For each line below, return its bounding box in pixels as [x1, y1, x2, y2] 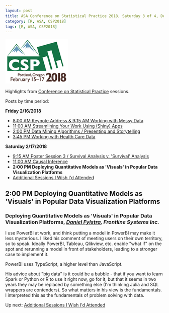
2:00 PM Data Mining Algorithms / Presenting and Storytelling [12, 128, 141, 134]
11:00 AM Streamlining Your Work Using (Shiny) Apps [12, 123, 123, 129]
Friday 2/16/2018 [5, 108, 42, 114]
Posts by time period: [5, 98, 49, 104]
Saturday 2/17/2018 [5, 143, 47, 149]
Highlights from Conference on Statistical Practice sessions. [5, 89, 130, 95]
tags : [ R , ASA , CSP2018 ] [5, 24, 57, 29]
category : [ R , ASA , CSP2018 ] [5, 19, 66, 24]
